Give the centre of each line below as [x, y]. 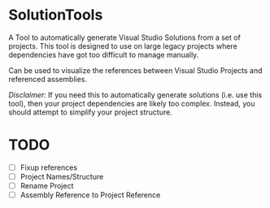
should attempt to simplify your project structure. [90, 112]
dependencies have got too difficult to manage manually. [104, 54]
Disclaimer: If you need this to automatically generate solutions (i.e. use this [135, 94]
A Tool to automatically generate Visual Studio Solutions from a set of [125, 37]
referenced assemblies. [48, 79]
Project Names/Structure [62, 176]
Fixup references [49, 167]
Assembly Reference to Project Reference [90, 195]
